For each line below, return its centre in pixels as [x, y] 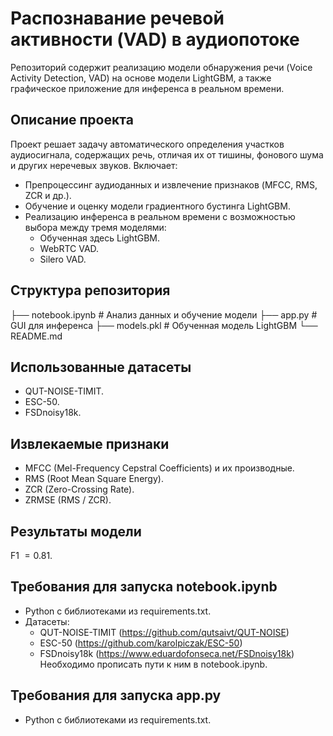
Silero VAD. [63, 259]
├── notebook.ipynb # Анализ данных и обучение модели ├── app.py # [164, 314]
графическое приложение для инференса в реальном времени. [147, 88]
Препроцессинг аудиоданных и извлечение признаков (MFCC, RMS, [171, 184]
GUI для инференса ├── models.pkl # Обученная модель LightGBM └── [164, 325]
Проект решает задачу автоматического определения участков [147, 144]
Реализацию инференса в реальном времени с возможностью [160, 216]
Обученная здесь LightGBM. [100, 238]
